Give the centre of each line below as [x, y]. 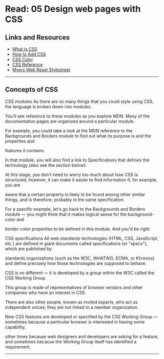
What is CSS [25, 49]
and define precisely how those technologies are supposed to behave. [76, 263]
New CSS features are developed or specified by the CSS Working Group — [81, 317]
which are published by [29, 249]
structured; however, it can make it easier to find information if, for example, [81, 179]
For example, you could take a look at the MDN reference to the [69, 131]
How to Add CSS [29, 54]
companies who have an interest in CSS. [46, 292]
